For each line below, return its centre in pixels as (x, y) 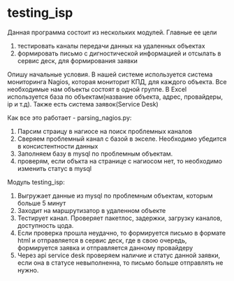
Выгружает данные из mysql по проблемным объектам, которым (115, 196)
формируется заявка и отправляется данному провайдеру (105, 247)
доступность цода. (45, 225)
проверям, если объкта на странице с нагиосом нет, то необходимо (119, 161)
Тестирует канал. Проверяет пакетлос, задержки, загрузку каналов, (119, 218)
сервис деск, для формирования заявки (77, 60)
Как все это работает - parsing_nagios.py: (70, 118)
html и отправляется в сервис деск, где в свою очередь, (102, 240)
